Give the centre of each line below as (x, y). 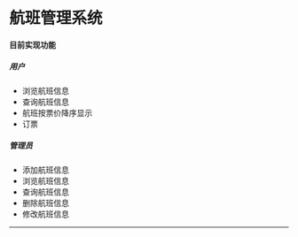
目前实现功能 (32, 44)
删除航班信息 (45, 203)
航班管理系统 (56, 18)
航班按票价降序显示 (57, 112)
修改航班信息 (45, 214)
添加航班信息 (45, 170)
